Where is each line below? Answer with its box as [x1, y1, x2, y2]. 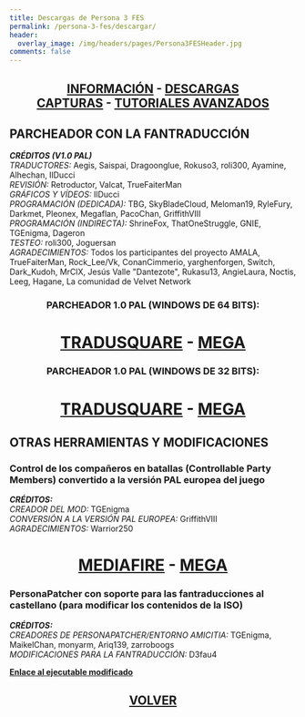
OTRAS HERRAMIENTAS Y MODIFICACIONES [9, 435, 269, 450]
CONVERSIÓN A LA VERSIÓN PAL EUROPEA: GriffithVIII [9, 514, 219, 525]
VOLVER [128, 693, 178, 709]
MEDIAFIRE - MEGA [77, 555, 229, 576]
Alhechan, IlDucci [9, 169, 76, 180]
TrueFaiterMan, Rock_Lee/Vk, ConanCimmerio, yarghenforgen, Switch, [9, 257, 276, 268]
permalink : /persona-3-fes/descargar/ [9, 22, 157, 31]
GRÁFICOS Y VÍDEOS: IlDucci [9, 189, 120, 200]
